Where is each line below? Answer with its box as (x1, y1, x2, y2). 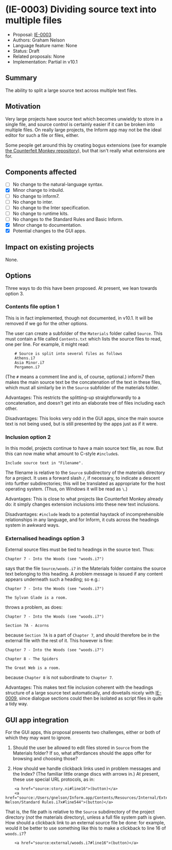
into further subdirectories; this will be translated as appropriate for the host (5, 481, 165, 487)
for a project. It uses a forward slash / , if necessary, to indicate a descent (5, 475, 160, 481)
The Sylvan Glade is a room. (5, 595, 68, 601)
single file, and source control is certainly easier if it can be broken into (5, 121, 155, 127)
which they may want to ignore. (5, 735, 72, 741)
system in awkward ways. (5, 522, 60, 528)
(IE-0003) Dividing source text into (5, 4, 157, 15)
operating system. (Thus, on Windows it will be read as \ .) (5, 486, 128, 492)
